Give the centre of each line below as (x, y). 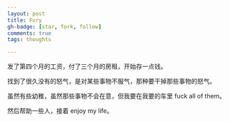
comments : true (29, 33)
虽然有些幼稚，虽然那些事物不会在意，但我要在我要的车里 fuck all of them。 (117, 96)
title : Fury (25, 20)
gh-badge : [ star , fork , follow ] (54, 26)
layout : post (26, 14)
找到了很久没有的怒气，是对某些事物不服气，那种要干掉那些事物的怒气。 (111, 82)
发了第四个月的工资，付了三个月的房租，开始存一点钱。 (87, 66)
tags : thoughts (29, 40)
